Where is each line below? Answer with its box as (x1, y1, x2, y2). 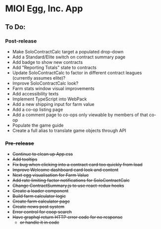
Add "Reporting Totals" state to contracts (12, 64, 97, 70)
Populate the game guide (12, 122, 64, 128)
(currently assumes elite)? (12, 75, 66, 81)
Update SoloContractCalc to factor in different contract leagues (12, 70, 142, 76)
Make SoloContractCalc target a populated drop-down (12, 48, 124, 54)
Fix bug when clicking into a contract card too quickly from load (12, 162, 143, 168)
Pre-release (5, 139, 35, 146)
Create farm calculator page (12, 198, 70, 204)
